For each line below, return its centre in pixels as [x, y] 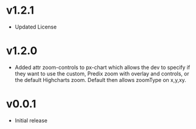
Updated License [36, 27]
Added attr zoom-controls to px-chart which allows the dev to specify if [102, 67]
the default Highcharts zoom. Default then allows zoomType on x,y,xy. [100, 80]
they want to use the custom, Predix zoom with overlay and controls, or [102, 73]
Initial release [31, 120]
